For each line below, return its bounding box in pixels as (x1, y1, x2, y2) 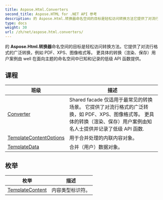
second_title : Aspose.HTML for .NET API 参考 (5, 12, 97, 17)
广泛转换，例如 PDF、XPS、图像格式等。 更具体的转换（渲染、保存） (13, 50, 152, 55)
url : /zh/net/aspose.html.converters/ (5, 30, 83, 34)
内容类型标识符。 (51, 186, 91, 193)
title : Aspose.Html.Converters (5, 7, 68, 12)
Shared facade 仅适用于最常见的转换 (69, 96, 153, 103)
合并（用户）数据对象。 (69, 144, 123, 150)
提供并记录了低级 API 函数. (83, 125, 145, 132)
